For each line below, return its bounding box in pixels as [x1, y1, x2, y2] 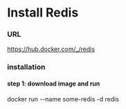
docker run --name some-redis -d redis [7, 95, 119, 103]
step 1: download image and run [7, 79, 101, 88]
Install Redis [7, 5, 79, 21]
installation [7, 62, 46, 72]
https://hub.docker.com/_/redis [7, 45, 95, 53]
